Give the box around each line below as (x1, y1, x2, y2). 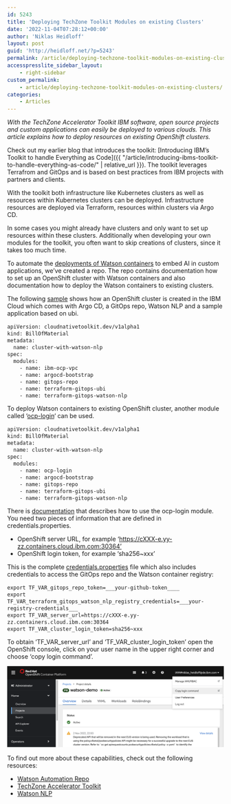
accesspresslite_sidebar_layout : (7, 62, 103, 69)
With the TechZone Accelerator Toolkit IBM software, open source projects (7, 118, 219, 127)
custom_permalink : (7, 76, 60, 83)
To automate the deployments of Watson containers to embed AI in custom (7, 259, 219, 268)
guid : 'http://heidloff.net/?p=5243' (7, 48, 115, 54)
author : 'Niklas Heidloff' (7, 33, 85, 40)
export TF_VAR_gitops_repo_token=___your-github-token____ (7, 584, 180, 592)
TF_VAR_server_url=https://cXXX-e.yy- (28, 612, 140, 619)
